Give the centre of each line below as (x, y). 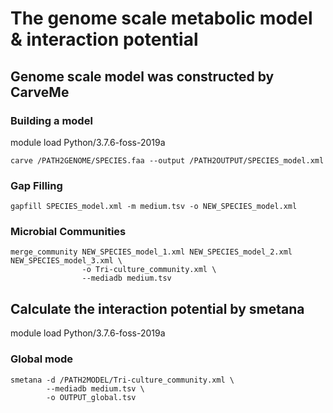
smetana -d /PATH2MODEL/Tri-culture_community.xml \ (122, 380)
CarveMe (40, 92)
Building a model (51, 120)
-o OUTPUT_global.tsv (91, 397)
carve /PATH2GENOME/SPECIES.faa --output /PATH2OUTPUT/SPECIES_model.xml (167, 160)
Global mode (42, 359)
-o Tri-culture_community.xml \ (149, 270)
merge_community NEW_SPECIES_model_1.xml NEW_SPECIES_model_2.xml (151, 252)
